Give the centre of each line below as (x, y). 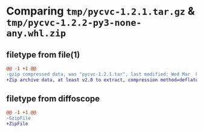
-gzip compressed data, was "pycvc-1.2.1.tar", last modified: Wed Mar (98, 74)
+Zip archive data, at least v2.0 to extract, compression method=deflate (102, 80)
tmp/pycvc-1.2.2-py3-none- (74, 23)
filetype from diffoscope (53, 99)
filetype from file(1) (43, 55)
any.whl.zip (36, 34)
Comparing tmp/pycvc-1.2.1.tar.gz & (101, 11)
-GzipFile (19, 118)
